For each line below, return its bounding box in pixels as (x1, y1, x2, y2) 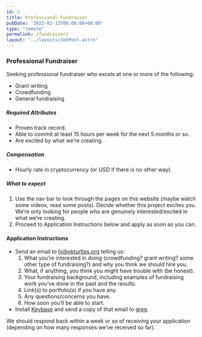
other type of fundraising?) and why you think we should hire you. (24, 261, 188, 268)
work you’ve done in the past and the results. (24, 280, 137, 287)
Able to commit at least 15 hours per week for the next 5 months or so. (14, 130, 190, 138)
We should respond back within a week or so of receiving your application (6, 318, 191, 325)
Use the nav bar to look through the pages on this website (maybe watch (14, 195, 196, 202)
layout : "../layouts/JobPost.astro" (6, 37, 98, 43)
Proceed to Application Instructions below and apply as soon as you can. (14, 221, 197, 228)
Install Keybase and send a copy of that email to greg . (14, 306, 149, 313)
